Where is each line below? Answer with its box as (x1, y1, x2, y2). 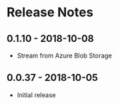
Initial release (16, 90, 56, 99)
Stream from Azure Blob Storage (16, 51, 113, 60)
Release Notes (6, 4, 93, 21)
